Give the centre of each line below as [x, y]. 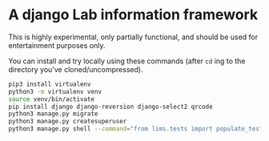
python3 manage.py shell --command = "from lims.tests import [111, 129]
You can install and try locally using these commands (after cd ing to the [127, 61]
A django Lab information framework [133, 15]
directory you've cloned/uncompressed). [76, 69]
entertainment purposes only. [57, 45]
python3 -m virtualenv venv [55, 91]
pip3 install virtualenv [50, 84]
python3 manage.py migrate [53, 114]
